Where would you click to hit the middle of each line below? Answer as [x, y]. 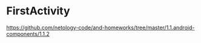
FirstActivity [38, 11]
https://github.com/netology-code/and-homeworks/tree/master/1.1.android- [100, 27]
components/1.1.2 [28, 33]
